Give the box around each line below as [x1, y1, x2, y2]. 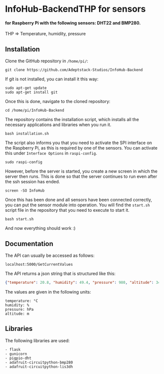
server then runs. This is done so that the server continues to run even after [5, 174, 157, 179]
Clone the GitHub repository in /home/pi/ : [5, 58, 89, 64]
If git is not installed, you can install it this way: [5, 76, 99, 82]
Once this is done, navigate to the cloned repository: [5, 99, 111, 104]
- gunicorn [5, 351, 27, 356]
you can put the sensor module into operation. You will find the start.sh [5, 202, 150, 208]
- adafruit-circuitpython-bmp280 [5, 360, 73, 365]
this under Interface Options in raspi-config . [5, 150, 98, 156]
